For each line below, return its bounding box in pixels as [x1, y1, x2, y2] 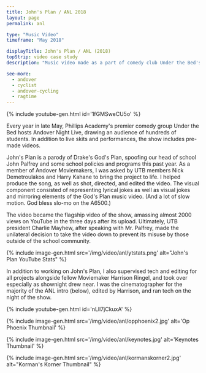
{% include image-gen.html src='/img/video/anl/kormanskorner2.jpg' [6, 354, 181, 362]
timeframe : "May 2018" [6, 37, 64, 44]
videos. [21, 142, 41, 149]
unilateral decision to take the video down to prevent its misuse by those [6, 231, 189, 238]
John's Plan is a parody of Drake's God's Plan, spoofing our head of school [6, 154, 197, 161]
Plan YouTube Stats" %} [6, 256, 67, 263]
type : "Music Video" [6, 31, 59, 37]
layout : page [6, 15, 40, 21]
